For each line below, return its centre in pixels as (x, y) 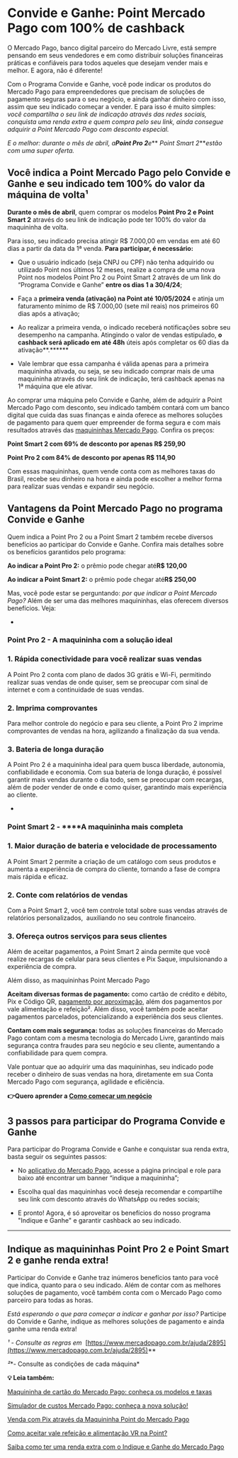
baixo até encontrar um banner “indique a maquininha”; (98, 1178)
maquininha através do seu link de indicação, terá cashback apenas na (121, 378)
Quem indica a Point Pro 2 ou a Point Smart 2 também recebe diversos (110, 537)
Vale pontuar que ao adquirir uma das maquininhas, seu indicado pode (110, 1067)
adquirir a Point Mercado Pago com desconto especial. (88, 129)
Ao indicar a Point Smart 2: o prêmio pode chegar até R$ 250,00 (102, 579)
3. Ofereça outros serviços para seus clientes (87, 936)
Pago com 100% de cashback (96, 28)
